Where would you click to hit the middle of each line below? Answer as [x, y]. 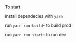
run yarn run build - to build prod [38, 25]
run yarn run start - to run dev [36, 35]
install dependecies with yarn [34, 16]
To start [13, 7]
